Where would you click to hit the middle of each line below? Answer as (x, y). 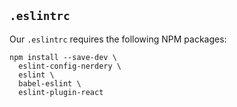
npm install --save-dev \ (63, 57)
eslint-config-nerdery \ (70, 66)
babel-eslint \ (50, 83)
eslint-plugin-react (61, 92)
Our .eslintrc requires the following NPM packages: (118, 39)
